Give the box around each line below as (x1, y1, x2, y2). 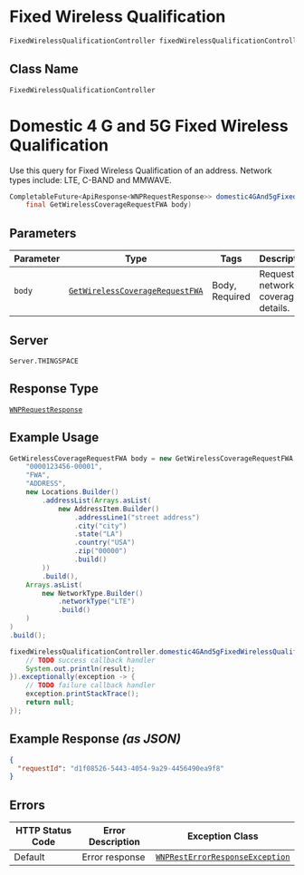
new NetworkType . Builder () (42, 588, 144, 598)
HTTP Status (14, 824, 72, 837)
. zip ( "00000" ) (73, 547, 128, 556)
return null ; (25, 698, 75, 707)
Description (89, 836, 140, 849)
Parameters (9, 225, 77, 241)
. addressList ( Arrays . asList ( (42, 496, 152, 505)
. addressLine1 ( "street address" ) (73, 512, 201, 522)
